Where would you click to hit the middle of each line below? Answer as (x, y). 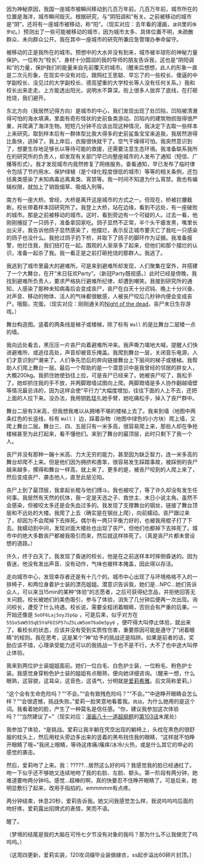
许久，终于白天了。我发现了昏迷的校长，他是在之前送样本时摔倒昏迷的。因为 (102, 556)
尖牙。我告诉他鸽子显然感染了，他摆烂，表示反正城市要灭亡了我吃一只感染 (104, 230)
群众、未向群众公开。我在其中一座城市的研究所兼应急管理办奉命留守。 (94, 39)
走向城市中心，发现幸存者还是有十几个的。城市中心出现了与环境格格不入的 (99, 577)
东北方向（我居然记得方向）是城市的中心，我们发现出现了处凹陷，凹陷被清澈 (102, 111)
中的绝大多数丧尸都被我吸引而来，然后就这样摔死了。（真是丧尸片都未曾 (100, 536)
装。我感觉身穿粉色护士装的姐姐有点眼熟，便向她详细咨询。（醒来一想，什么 (101, 673)
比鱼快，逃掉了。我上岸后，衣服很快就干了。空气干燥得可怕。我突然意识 (97, 141)
